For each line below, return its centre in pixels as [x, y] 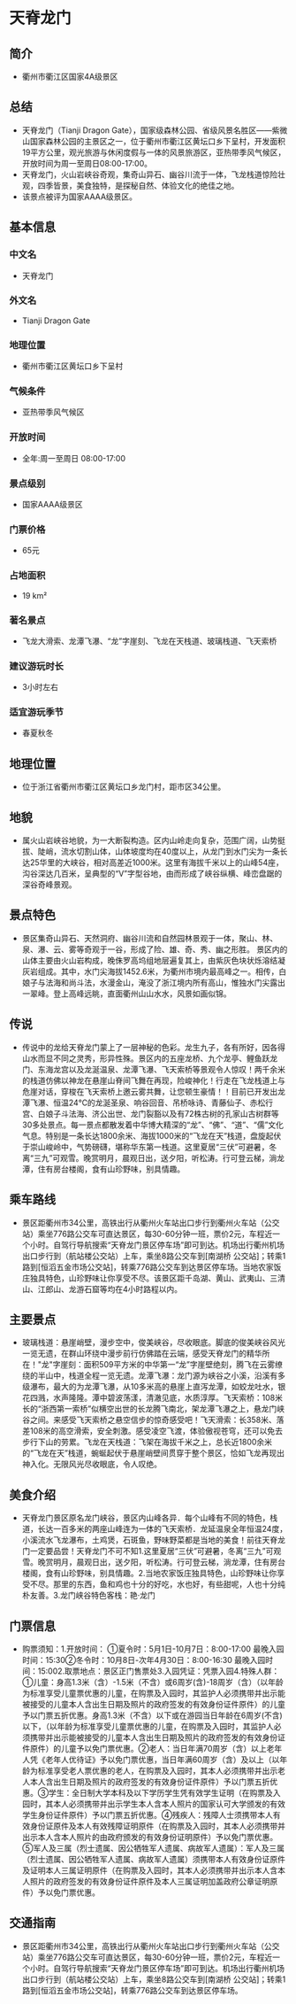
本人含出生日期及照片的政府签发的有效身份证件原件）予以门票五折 [150, 1782]
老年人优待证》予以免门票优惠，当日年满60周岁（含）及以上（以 [163, 1760]
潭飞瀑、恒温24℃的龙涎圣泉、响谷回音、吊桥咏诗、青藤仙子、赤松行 [148, 1103]
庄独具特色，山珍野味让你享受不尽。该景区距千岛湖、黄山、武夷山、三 [150, 1278]
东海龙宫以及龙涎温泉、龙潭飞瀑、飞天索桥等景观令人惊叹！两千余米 [161, 1069]
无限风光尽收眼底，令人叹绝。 [107, 1464]
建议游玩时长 [37, 666]
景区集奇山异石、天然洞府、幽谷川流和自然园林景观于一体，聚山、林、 [150, 938]
